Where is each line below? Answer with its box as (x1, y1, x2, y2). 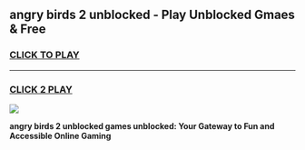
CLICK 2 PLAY (9, 83, 73, 95)
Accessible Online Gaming (9, 130, 112, 141)
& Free (9, 22, 47, 37)
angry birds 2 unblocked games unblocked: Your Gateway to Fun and (9, 120, 275, 131)
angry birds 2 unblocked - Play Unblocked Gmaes (9, 7, 295, 23)
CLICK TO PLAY (9, 49, 80, 62)
